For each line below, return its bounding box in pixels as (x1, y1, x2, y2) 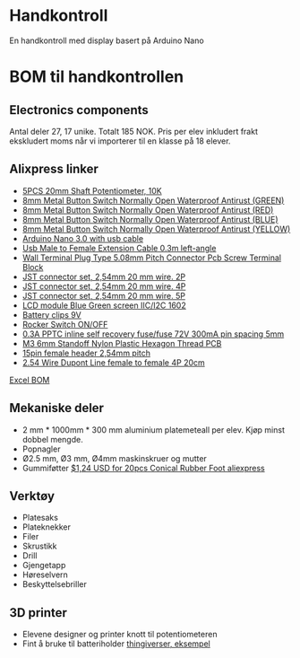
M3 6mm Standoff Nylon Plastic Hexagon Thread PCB (21, 338, 222, 348)
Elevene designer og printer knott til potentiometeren (21, 629, 218, 640)
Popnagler (21, 443, 61, 454)
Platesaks (21, 513, 58, 523)
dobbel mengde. (21, 434, 83, 444)
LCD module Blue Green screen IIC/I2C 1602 (21, 300, 186, 311)
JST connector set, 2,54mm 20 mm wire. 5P (21, 290, 186, 301)
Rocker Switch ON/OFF (21, 319, 108, 329)
